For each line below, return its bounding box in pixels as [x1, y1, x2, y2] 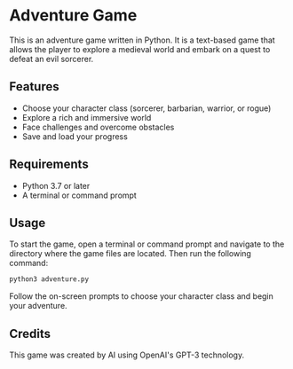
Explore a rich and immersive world [21, 112, 152, 122]
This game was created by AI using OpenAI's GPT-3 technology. [9, 349, 245, 360]
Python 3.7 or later [21, 180, 91, 191]
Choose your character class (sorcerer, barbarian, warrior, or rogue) [21, 103, 272, 114]
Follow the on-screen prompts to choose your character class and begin [9, 291, 273, 302]
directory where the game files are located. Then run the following [9, 248, 251, 259]
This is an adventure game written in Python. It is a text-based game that [9, 35, 275, 45]
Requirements [9, 157, 89, 172]
